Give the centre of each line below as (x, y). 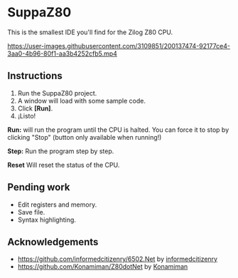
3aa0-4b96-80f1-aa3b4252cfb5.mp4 (62, 53)
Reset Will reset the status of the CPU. (64, 165)
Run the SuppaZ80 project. (57, 93)
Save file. (31, 212)
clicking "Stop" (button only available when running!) (85, 137)
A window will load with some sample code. (82, 101)
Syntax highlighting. (47, 220)
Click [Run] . (35, 108)
